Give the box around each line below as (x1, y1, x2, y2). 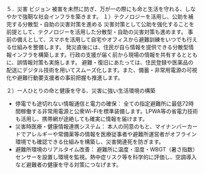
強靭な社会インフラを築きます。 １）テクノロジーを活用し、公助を (22, 13, 189, 20)
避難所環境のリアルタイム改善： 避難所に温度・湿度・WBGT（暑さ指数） (15, 146, 199, 153)
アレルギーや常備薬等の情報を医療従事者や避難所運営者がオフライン (26, 131, 197, 137)
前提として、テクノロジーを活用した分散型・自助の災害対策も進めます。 (6, 28, 187, 35)
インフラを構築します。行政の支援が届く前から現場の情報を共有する (11, 51, 182, 58)
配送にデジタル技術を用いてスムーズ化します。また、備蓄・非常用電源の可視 (6, 67, 198, 73)
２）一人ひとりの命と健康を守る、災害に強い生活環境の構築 (6, 87, 156, 94)
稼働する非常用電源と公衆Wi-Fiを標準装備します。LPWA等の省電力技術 (20, 107, 199, 115)
